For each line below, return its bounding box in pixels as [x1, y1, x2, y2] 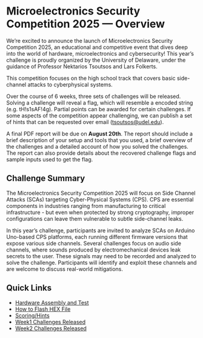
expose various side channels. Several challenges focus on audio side [6, 239, 182, 247]
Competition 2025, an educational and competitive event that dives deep [6, 44, 188, 51]
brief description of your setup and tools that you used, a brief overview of [6, 136, 193, 143]
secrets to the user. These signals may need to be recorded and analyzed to [6, 252, 196, 259]
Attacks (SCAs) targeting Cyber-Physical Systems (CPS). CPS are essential [6, 195, 194, 203]
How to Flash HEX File [15, 305, 71, 313]
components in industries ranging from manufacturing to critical [6, 202, 166, 209]
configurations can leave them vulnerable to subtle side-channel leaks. [6, 215, 184, 222]
